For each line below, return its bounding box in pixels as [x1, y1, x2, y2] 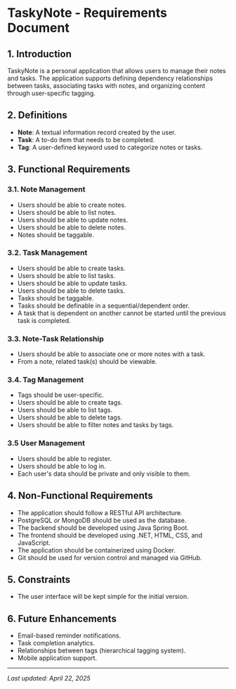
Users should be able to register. [17, 454, 112, 462]
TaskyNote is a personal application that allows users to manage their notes [7, 67, 226, 75]
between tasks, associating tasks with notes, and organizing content [7, 82, 206, 89]
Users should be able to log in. [17, 462, 106, 470]
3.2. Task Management [7, 248, 88, 258]
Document [7, 20, 70, 36]
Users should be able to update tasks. [17, 279, 128, 287]
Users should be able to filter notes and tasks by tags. [17, 421, 174, 429]
